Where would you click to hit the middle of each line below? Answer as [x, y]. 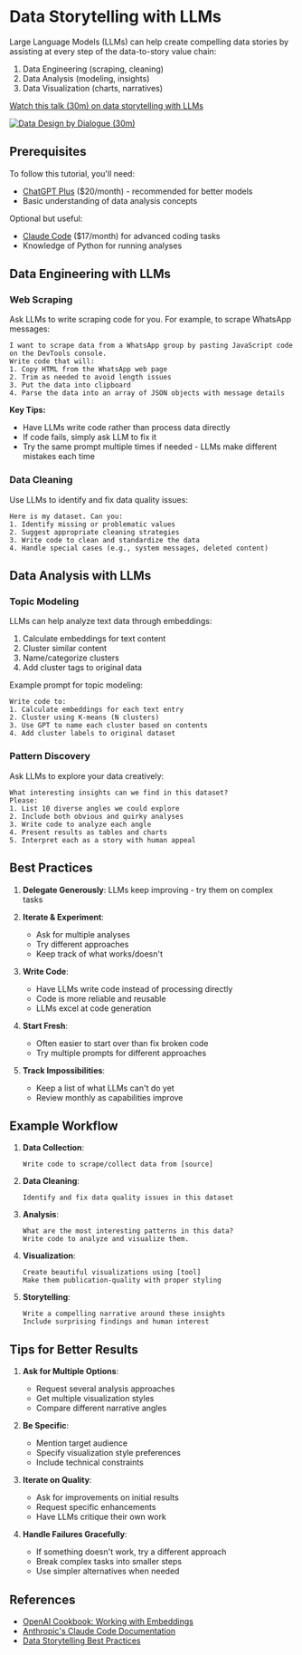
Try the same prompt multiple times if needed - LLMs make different [150, 447]
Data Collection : [53, 1148]
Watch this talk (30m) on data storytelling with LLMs [106, 105]
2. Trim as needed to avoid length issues [90, 378]
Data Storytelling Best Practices [81, 1641]
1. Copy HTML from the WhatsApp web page [89, 370]
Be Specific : [46, 1426]
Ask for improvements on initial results [107, 1497]
